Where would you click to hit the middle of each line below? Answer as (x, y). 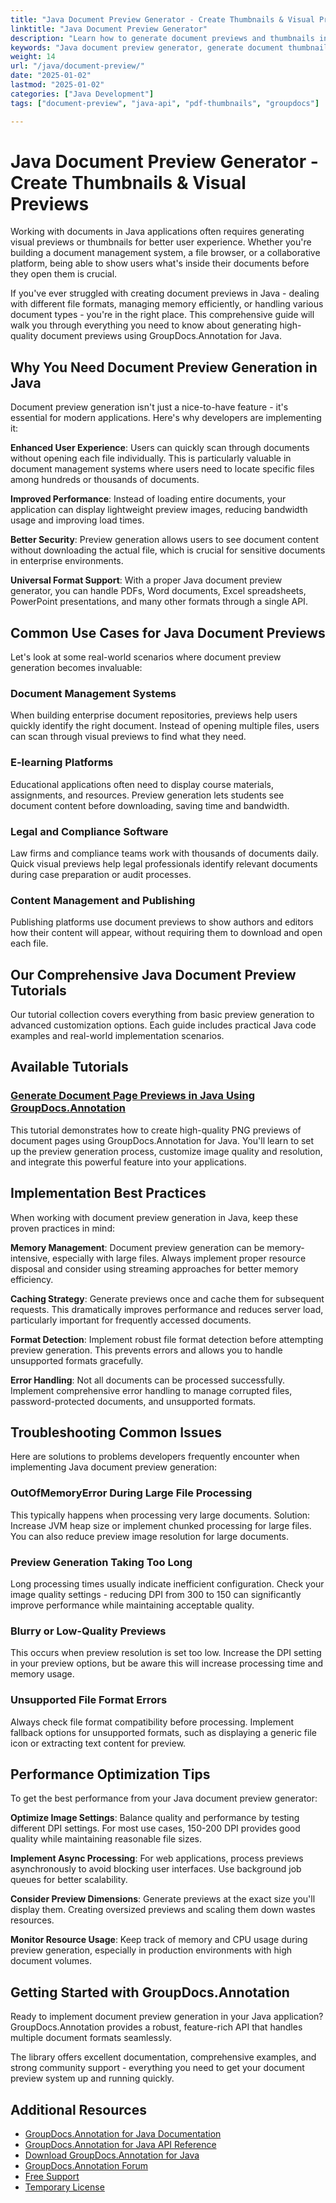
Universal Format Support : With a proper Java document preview (146, 580)
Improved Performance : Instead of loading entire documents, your (148, 499)
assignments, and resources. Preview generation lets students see (147, 795)
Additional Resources (78, 2109)
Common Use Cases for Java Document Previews (168, 632)
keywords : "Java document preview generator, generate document (147, 47)
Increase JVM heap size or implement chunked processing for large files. (161, 1525)
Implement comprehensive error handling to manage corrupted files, (151, 1390)
